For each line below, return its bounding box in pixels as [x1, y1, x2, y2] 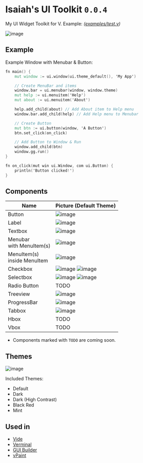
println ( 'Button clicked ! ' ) [14, 168, 74, 173]
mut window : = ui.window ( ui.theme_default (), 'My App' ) [14, 73, 137, 79]
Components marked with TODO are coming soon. [12, 337, 116, 343]
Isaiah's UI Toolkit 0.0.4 [5, 4, 108, 15]
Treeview [8, 290, 30, 298]
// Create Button [14, 121, 52, 126]
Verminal [12, 441, 32, 448]
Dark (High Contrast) [12, 397, 57, 403]
